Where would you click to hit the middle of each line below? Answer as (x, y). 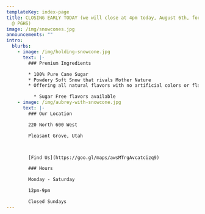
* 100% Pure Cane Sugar (58, 74)
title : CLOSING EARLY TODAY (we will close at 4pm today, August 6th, (98, 18)
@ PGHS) (22, 23)
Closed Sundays (48, 202)
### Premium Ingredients (60, 63)
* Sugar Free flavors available (74, 97)
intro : (15, 40)
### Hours (41, 169)
